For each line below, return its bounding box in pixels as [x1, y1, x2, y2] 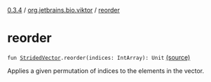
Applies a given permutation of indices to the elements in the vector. [7, 66, 205, 75]
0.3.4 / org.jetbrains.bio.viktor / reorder [7, 6, 121, 14]
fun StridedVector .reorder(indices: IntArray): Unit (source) [7, 53, 191, 61]
